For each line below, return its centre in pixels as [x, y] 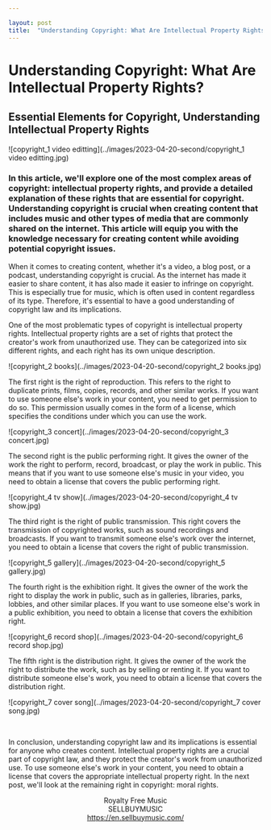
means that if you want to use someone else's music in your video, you [126, 473]
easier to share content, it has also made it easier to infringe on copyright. [131, 284]
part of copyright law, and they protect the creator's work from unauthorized [135, 759]
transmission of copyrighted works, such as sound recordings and [119, 529]
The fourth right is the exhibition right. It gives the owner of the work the [128, 587]
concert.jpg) [29, 440]
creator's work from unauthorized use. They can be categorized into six [128, 342]
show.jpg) [25, 505]
